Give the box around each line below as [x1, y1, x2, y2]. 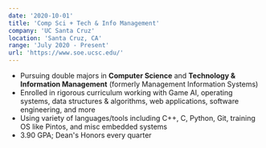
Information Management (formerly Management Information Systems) [19, 79, 259, 89]
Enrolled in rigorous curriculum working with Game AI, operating [19, 88, 233, 97]
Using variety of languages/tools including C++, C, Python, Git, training [19, 114, 256, 122]
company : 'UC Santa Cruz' [8, 26, 95, 34]
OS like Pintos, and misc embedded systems [19, 122, 167, 131]
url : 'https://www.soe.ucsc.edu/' [8, 49, 125, 57]
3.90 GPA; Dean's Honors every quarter [19, 130, 152, 140]
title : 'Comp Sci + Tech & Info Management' [8, 19, 160, 27]
